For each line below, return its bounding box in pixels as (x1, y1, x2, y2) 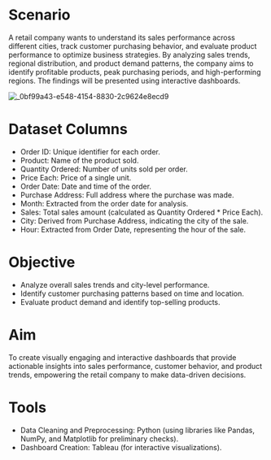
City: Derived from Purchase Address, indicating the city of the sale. (20, 215, 249, 225)
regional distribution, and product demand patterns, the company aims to (8, 59, 254, 68)
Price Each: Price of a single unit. (20, 172, 132, 182)
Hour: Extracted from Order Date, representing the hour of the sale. (20, 224, 247, 234)
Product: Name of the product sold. (20, 155, 139, 165)
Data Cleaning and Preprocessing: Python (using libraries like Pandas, (20, 425, 255, 435)
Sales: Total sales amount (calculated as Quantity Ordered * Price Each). (20, 207, 264, 217)
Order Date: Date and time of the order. (20, 181, 152, 191)
